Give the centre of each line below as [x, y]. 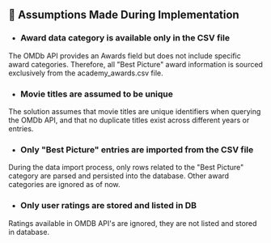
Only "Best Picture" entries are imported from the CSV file [137, 149]
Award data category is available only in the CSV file [125, 38]
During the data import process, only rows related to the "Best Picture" [126, 168]
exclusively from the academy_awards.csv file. [86, 73]
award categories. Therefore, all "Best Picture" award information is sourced [135, 64]
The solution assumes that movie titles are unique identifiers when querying [135, 111]
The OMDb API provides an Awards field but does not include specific [125, 55]
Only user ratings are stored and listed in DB [108, 206]
